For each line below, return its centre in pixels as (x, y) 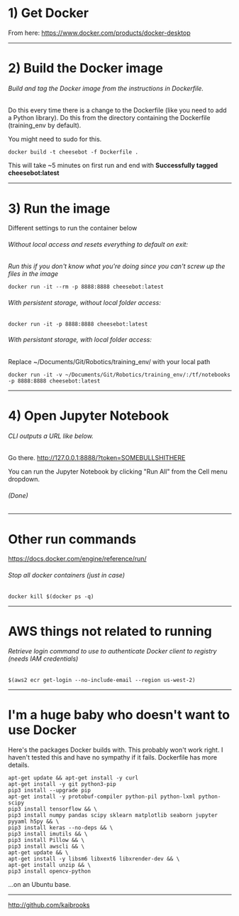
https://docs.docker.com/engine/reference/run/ (78, 559)
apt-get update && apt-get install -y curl (73, 778)
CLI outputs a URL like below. (51, 436)
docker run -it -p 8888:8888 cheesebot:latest (78, 324)
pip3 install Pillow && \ (46, 840)
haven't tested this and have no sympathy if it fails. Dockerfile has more (113, 757)
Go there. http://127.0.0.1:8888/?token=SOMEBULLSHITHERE (97, 458)
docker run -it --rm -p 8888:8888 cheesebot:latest (86, 287)
